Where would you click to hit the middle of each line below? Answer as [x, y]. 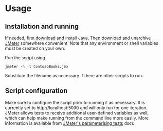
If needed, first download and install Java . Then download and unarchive [78, 38]
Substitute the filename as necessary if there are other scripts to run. [74, 75]
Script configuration [36, 91]
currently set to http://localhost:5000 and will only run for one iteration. [76, 108]
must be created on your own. [35, 48]
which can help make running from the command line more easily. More [77, 118]
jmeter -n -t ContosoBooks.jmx [37, 66]
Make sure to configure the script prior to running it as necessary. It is [75, 102]
